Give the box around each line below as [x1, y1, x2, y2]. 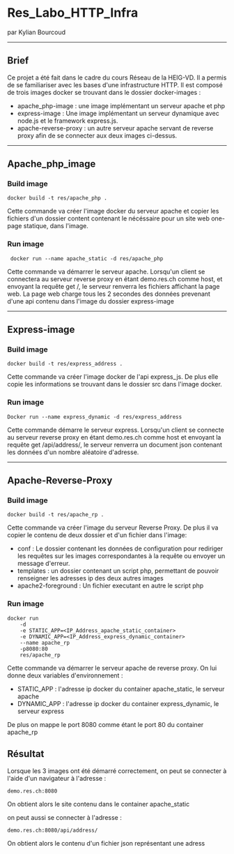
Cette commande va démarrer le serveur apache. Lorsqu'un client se [7, 267, 205, 276]
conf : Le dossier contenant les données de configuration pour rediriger [17, 544, 224, 553]
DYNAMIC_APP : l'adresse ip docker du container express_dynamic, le [17, 699, 219, 707]
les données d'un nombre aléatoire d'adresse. [7, 448, 139, 456]
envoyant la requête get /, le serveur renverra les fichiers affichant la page [7, 282, 220, 290]
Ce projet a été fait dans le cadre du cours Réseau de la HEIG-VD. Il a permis [7, 73, 227, 82]
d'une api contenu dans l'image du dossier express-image [7, 297, 174, 305]
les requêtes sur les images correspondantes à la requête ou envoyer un [17, 552, 226, 560]
